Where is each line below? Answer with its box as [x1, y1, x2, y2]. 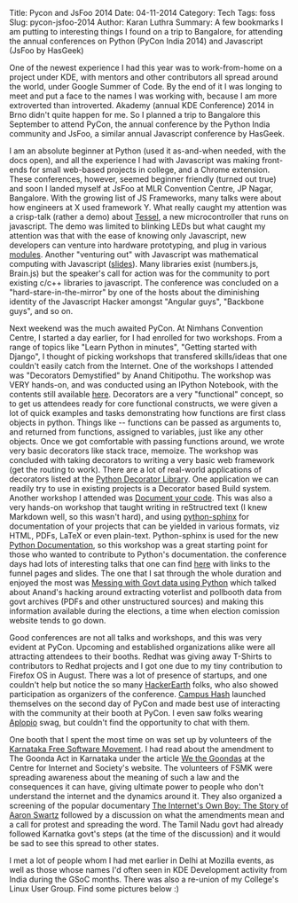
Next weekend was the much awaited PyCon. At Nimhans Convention [9, 323, 263, 334]
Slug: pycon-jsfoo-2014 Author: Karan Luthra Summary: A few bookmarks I [9, 17, 284, 27]
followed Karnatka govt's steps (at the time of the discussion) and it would [9, 828, 281, 839]
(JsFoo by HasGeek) [9, 45, 84, 56]
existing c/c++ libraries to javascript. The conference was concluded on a [9, 278, 279, 287]
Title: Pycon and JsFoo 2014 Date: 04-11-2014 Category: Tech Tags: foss [9, 8, 276, 18]
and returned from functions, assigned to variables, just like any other [9, 427, 264, 437]
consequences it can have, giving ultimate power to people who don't [9, 781, 264, 792]
